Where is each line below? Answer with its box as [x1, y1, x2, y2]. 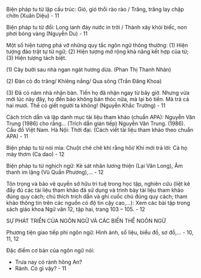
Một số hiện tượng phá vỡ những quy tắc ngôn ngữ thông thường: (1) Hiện [6, 42, 188, 49]
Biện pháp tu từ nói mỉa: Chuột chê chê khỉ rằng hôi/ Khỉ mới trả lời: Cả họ [6, 144, 188, 151]
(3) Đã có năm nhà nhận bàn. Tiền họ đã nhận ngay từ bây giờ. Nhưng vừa [6, 89, 190, 96]
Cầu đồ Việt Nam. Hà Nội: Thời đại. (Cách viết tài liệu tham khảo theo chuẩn [6, 126, 194, 133]
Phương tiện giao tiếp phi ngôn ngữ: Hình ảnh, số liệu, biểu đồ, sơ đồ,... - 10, [6, 229, 194, 236]
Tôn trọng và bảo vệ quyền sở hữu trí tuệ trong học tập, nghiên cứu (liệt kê [6, 180, 190, 187]
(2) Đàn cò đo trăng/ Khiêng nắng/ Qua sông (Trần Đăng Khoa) [6, 78, 162, 84]
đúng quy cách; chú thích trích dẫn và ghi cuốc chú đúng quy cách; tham [6, 193, 188, 200]
